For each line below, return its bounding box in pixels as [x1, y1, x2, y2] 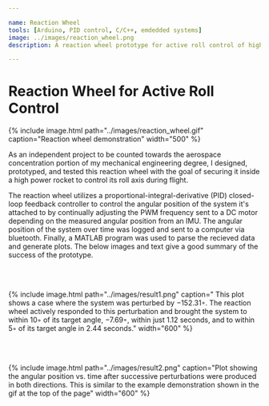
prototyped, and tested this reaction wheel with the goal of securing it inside [8, 167, 260, 177]
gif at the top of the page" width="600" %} [8, 388, 151, 398]
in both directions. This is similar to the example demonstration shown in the [8, 380, 260, 390]
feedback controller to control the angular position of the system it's [24, 199, 250, 209]
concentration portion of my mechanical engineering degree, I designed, [8, 158, 248, 168]
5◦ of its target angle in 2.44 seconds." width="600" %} [8, 324, 194, 333]
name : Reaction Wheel [8, 18, 81, 26]
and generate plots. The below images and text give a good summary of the [8, 241, 259, 252]
